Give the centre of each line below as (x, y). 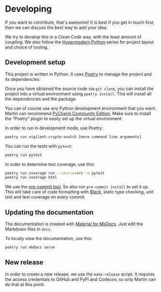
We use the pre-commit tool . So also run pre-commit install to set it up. (77, 187)
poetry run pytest (23, 155)
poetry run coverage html (31, 178)
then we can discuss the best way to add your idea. (56, 27)
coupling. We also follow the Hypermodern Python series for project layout (79, 42)
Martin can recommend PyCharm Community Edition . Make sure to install (78, 113)
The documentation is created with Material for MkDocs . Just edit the (74, 224)
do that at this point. (25, 284)
